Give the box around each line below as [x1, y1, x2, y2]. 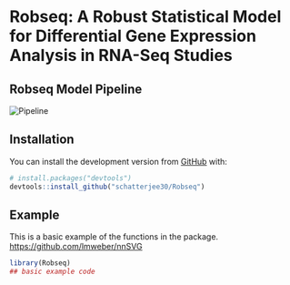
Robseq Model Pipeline [9, 81, 143, 97]
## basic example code [9, 267, 95, 277]
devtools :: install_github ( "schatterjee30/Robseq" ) [9, 182, 205, 191]
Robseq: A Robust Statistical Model [9, 6, 282, 27]
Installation [9, 132, 75, 148]
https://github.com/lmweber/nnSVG [9, 241, 143, 252]
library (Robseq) [9, 259, 71, 268]
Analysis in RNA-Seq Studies [9, 46, 234, 66]
